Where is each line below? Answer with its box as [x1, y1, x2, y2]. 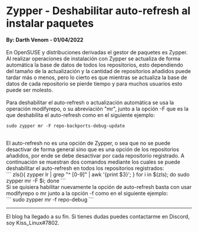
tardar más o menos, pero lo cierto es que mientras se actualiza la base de [6, 74, 187, 81]
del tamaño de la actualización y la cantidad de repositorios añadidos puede [6, 67, 192, 74]
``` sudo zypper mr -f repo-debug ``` [6, 196, 94, 203]
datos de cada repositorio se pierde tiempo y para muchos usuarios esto [6, 80, 183, 87]
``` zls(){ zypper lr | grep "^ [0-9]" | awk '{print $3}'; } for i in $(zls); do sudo [6, 171, 190, 178]
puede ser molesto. [6, 86, 53, 93]
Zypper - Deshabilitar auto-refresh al [6, 4, 191, 18]
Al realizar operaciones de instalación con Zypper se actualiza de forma [6, 55, 181, 62]
